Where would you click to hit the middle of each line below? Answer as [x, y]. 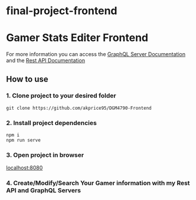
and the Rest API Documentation [46, 61]
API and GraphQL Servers [44, 191]
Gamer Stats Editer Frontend [77, 38]
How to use [27, 79]
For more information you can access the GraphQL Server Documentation [96, 54]
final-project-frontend [62, 11]
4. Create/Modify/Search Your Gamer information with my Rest [98, 183]
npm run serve [24, 140]
